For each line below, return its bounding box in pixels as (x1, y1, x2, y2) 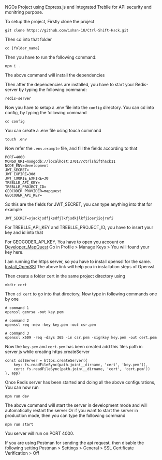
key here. (5, 249, 24, 255)
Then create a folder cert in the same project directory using (5, 273, 126, 279)
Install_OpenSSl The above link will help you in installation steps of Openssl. (5, 264, 156, 269)
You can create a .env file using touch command (5, 128, 102, 133)
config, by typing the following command (5, 110, 87, 115)
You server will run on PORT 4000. (5, 430, 74, 436)
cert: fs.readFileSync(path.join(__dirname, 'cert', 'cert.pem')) (14, 367, 150, 371)
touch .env (5, 137, 27, 142)
